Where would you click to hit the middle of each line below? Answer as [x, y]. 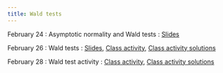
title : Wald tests [35, 14]
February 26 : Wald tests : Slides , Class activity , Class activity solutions [111, 47]
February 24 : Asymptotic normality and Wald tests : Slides [93, 34]
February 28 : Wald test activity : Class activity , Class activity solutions [111, 62]
